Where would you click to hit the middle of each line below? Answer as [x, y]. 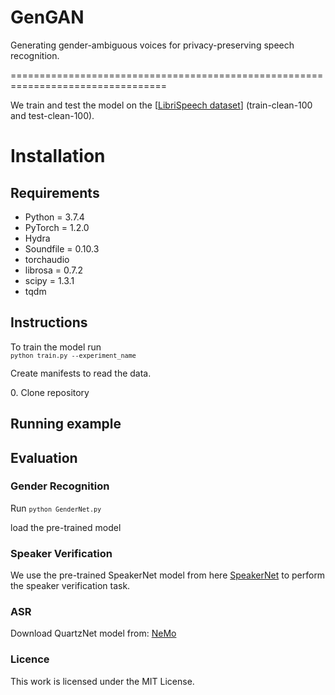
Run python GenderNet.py [56, 508]
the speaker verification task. [70, 586]
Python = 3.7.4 [54, 217]
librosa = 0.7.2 [54, 270]
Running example [66, 424]
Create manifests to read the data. [81, 373]
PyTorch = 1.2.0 [57, 227]
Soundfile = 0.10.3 [62, 248]
